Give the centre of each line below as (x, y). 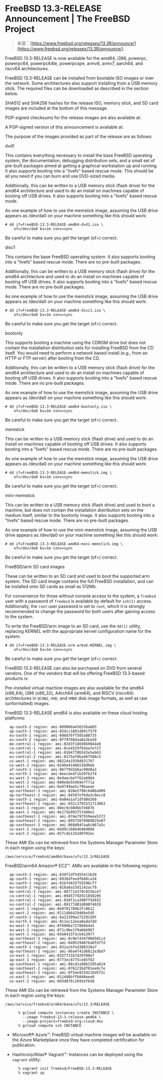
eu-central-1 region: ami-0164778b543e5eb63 (55, 752)
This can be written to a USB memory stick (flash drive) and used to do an (79, 438)
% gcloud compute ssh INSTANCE (50, 1025)
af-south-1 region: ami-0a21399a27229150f (53, 917)
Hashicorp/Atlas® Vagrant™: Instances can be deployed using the (77, 1054)
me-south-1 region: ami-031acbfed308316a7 (53, 947)
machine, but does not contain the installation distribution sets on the (74, 510)
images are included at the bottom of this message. (57, 108)
